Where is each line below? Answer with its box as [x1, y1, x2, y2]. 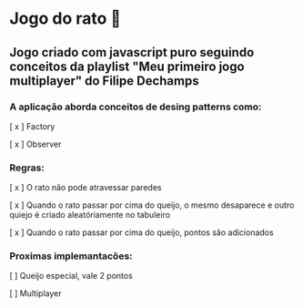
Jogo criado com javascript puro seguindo [9, 45, 255, 60]
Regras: [9, 161, 45, 174]
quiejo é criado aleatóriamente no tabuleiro [9, 210, 171, 221]
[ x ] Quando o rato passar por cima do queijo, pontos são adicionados [9, 227, 275, 238]
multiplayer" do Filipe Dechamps [9, 73, 199, 88]
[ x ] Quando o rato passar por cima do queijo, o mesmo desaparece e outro [9, 200, 295, 210]
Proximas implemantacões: [9, 250, 134, 262]
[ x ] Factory [9, 120, 56, 131]
